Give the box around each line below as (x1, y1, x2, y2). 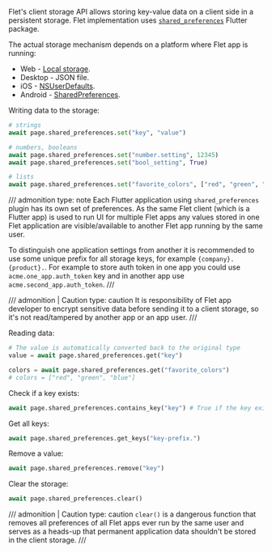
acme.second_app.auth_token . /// (8, 279, 115, 290)
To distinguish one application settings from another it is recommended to (8, 245, 255, 255)
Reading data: (8, 328, 55, 338)
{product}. (8, 264, 45, 272)
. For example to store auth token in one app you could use (44, 262, 241, 272)
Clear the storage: (8, 479, 69, 489)
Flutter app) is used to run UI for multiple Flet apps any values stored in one (8, 212, 261, 222)
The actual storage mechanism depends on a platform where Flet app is (8, 40, 249, 49)
